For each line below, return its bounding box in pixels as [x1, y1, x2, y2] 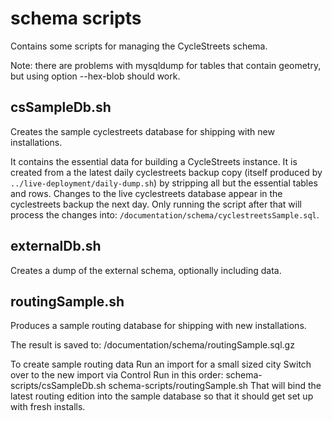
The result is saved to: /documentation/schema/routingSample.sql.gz [10, 339, 295, 351]
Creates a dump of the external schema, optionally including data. [10, 264, 282, 276]
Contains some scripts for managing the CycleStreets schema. [10, 40, 268, 52]
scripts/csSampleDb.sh [10, 380, 107, 392]
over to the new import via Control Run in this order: [10, 369, 224, 381]
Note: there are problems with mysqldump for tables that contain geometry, [10, 59, 322, 71]
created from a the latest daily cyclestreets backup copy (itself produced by [10, 166, 323, 178]
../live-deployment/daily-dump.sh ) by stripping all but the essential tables [10, 177, 318, 189]
